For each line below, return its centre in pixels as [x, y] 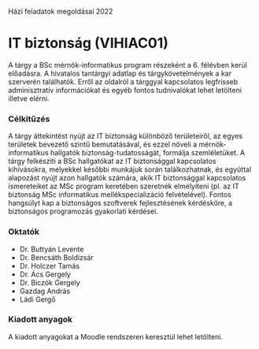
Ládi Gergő [38, 299]
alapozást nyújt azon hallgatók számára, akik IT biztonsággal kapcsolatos [127, 178]
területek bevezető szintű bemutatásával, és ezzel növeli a [103, 144]
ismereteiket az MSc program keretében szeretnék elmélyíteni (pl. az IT [124, 186]
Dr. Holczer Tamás [50, 265]
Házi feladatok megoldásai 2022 [61, 11]
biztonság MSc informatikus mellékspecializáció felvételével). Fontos [120, 195]
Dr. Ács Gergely [45, 274]
